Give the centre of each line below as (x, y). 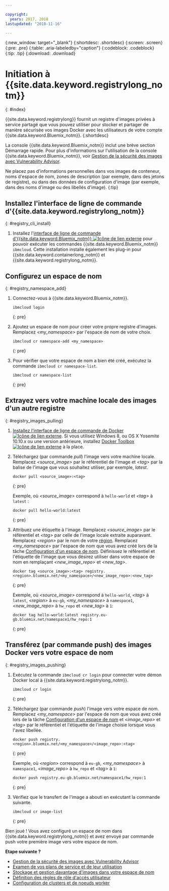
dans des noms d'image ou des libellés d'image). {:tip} (62, 188)
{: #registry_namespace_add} (36, 288)
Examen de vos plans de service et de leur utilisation (67, 867)
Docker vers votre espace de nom (59, 653)
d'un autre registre (35, 409)
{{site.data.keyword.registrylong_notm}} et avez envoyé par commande (79, 836)
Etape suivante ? (23, 851)
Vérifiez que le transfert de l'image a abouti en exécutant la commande (86, 797)
